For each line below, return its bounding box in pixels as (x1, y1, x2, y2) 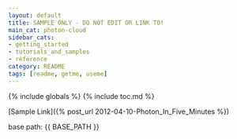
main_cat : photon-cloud (8, 26, 87, 34)
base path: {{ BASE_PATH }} (8, 122, 100, 131)
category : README (8, 63, 66, 71)
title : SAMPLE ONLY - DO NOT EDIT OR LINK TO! (8, 19, 164, 27)
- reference (8, 56, 47, 64)
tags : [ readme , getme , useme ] (8, 70, 108, 78)
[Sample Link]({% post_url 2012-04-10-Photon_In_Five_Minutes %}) (8, 107, 230, 116)
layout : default (8, 11, 62, 20)
